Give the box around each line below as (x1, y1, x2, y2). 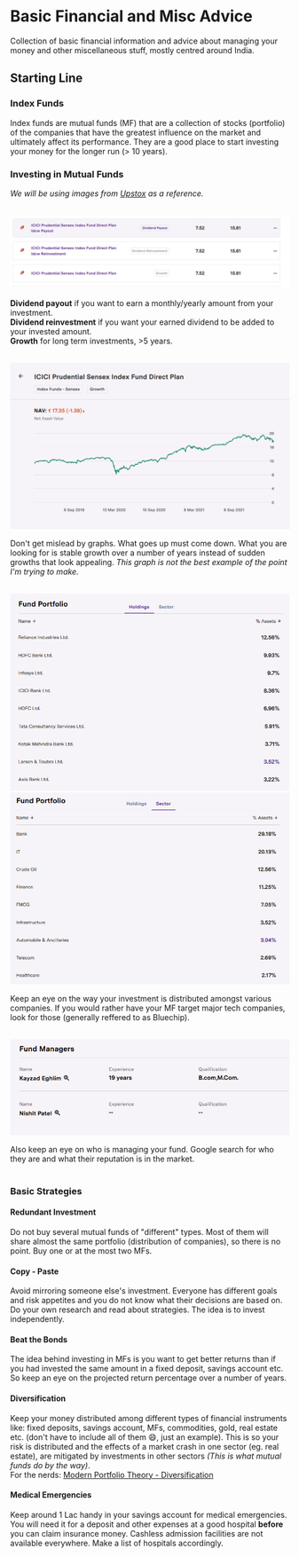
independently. (10, 1314, 65, 1325)
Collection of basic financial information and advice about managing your (10, 35, 279, 46)
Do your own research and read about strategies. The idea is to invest (10, 1304, 265, 1315)
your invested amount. (10, 326, 92, 336)
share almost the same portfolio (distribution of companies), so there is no (10, 1236, 281, 1246)
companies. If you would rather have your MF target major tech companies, (10, 1003, 286, 1013)
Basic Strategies (10, 1184, 83, 1197)
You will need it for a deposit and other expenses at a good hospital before (10, 1519, 284, 1529)
